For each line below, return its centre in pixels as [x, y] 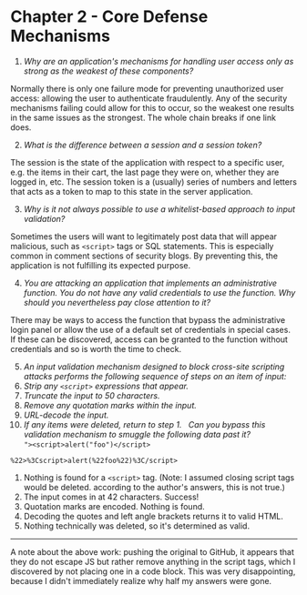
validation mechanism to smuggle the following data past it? [137, 434]
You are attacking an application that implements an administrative [150, 283]
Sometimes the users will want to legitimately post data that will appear [143, 236]
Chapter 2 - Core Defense [109, 17]
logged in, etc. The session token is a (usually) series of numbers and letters [153, 182]
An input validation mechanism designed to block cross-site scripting [154, 367]
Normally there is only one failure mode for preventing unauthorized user [147, 88]
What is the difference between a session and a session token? [143, 145]
